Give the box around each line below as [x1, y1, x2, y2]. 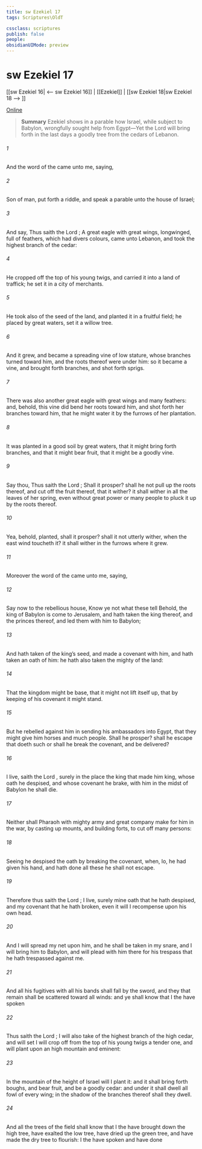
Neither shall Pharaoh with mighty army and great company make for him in [6, 819, 194, 826]
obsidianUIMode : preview [6, 42, 69, 48]
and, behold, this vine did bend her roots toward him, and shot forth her [6, 403, 184, 411]
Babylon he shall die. [6, 786, 58, 793]
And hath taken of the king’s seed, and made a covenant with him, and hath [6, 650, 194, 657]
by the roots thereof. [6, 501, 57, 508]
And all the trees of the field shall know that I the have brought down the [6, 1123, 186, 1130]
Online [6, 106, 23, 114]
